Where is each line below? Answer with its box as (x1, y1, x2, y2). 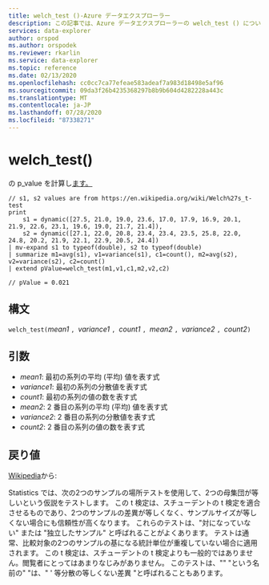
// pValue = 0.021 (8, 278, 70, 286)
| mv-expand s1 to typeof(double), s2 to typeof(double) (8, 243, 203, 251)
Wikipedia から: (8, 471, 58, 481)
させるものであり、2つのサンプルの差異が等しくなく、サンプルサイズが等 (8, 508, 251, 518)
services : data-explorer (8, 26, 91, 35)
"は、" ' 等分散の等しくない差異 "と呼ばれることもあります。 (27, 568, 227, 578)
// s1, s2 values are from (8, 194, 98, 202)
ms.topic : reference (8, 64, 78, 72)
